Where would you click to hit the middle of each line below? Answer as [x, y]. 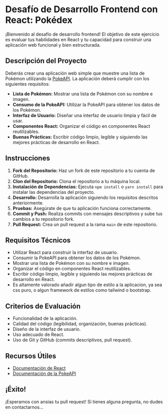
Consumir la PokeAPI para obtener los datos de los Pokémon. [77, 258]
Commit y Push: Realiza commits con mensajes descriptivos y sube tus [88, 214]
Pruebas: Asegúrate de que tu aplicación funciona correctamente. [82, 208]
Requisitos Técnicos [38, 240]
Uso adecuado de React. [38, 335]
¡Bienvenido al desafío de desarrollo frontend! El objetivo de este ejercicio [82, 34]
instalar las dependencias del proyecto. [54, 192]
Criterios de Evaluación [43, 306]
